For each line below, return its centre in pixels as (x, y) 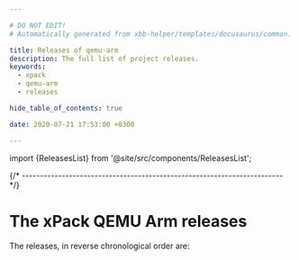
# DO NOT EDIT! (38, 25)
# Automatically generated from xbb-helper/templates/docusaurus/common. (151, 34)
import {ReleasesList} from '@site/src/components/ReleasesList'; (131, 157)
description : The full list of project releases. (104, 58)
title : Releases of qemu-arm (64, 50)
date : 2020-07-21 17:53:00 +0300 (72, 124)
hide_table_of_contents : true (66, 108)
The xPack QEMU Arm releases (128, 221)
